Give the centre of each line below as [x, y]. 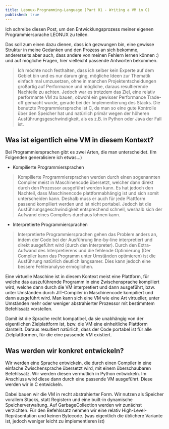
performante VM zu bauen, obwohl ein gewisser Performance [82, 97]
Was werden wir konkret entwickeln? [65, 351]
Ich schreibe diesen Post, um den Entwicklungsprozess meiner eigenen [79, 29]
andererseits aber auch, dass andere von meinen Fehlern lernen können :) [82, 55]
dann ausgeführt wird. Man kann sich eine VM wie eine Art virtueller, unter [82, 298]
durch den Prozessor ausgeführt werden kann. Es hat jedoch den [85, 188]
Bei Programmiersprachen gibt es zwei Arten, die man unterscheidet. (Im [81, 152]
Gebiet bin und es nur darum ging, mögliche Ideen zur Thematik [84, 75]
